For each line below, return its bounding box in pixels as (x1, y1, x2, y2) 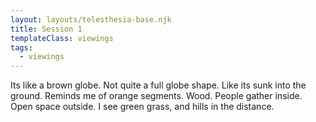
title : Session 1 (10, 24, 83, 34)
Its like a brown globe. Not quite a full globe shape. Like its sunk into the (10, 79, 307, 91)
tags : (10, 42, 33, 53)
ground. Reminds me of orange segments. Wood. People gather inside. (10, 90, 303, 102)
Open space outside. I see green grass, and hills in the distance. (10, 101, 275, 113)
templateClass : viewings (10, 33, 114, 43)
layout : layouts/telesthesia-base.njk (10, 14, 172, 25)
